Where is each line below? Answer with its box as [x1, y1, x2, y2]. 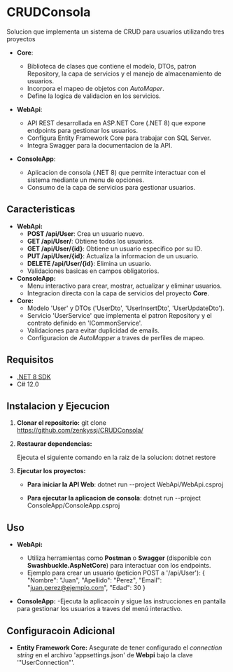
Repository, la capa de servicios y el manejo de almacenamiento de [27, 69, 222, 78]
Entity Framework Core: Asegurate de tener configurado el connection [16, 643, 223, 652]
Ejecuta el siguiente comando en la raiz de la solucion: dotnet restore [16, 453, 216, 462]
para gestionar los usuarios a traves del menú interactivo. [16, 605, 183, 613]
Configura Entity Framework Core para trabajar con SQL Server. [27, 134, 211, 142]
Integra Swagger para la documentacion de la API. [27, 141, 173, 149]
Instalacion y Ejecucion [6, 400, 110, 412]
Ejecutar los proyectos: [16, 467, 86, 475]
